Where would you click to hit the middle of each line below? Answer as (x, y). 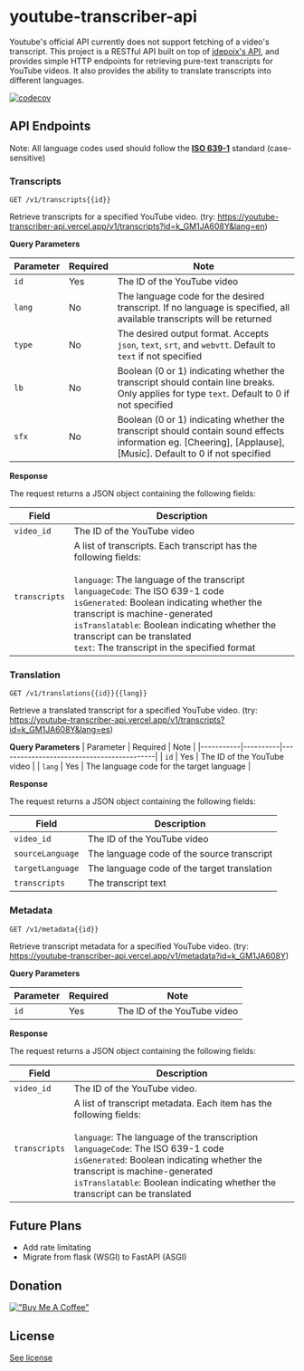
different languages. (47, 80)
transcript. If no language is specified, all (204, 308)
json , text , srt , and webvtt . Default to (196, 345)
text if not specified (160, 357)
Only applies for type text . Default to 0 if (203, 394)
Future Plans (46, 1226)
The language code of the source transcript (180, 854)
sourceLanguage (47, 854)
